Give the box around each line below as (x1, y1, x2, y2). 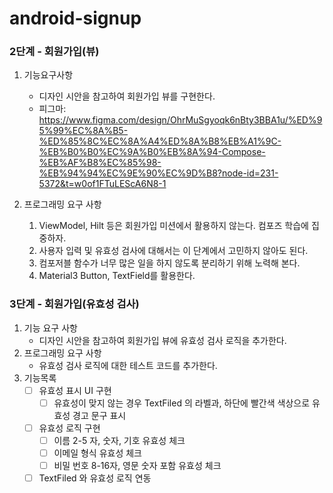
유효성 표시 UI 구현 (38, 384, 112, 396)
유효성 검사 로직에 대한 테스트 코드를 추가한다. (38, 359, 218, 371)
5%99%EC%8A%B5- (38, 125, 129, 137)
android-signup (9, 7, 142, 30)
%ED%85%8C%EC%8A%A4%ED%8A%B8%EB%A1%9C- (38, 135, 282, 147)
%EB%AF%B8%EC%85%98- (38, 157, 162, 169)
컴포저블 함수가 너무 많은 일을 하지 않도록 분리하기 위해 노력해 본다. (38, 257, 301, 269)
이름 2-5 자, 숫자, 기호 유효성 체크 (53, 434, 186, 446)
